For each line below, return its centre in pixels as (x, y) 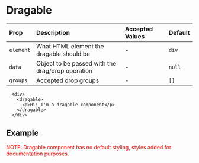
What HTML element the (70, 46)
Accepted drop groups (68, 80)
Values (135, 36)
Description (53, 32)
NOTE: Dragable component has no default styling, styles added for (89, 147)
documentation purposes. (38, 154)
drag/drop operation (65, 70)
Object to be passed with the (76, 63)
